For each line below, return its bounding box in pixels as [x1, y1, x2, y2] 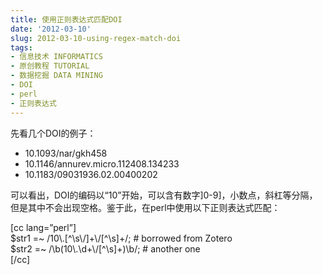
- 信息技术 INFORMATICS [10, 52, 103, 62]
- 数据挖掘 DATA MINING [10, 71, 103, 81]
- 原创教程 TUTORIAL [10, 61, 90, 71]
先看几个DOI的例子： [10, 127, 97, 139]
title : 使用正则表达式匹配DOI [10, 14, 123, 25]
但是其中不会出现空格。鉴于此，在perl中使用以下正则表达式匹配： [10, 201, 281, 213]
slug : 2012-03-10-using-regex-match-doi [10, 33, 182, 43]
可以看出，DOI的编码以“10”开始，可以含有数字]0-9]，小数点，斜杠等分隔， [10, 189, 318, 201]
